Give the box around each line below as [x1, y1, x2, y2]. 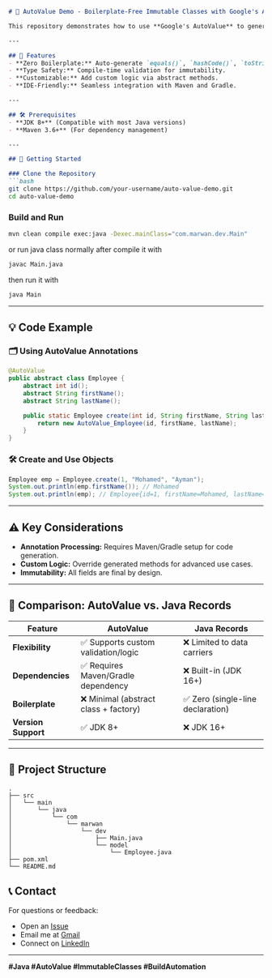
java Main [8, 290, 42, 299]
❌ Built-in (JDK [183, 664, 242, 676]
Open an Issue [19, 921, 69, 931]
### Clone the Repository [8, 170, 96, 178]
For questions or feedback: [8, 906, 99, 916]
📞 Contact [8, 884, 57, 898]
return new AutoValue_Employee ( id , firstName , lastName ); [37, 419, 237, 427]
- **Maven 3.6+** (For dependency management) [8, 126, 168, 134]
